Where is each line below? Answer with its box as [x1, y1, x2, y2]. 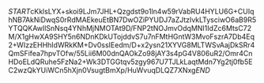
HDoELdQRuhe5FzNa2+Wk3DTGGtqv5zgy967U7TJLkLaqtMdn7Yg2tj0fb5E [8, 57, 253, 66]
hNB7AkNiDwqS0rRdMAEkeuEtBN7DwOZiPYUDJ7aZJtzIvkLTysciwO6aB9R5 [8, 15, 257, 25]
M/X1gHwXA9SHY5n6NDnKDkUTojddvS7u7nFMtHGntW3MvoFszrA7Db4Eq [8, 32, 255, 41]
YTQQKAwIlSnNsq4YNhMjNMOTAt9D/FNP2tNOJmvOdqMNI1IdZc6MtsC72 [8, 24, 252, 32]
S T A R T [8, 7, 31, 16]
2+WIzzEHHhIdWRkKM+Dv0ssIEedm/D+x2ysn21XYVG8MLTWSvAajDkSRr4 [8, 40, 255, 50]
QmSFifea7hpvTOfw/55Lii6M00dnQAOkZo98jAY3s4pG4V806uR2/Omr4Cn [8, 49, 253, 58]
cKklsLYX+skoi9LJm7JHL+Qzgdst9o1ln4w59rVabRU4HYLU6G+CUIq [30, 7, 255, 16]
